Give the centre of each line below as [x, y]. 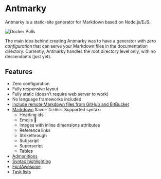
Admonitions [25, 156]
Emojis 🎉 [28, 119]
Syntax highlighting [31, 161]
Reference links [35, 130]
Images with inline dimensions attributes [60, 125]
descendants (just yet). [28, 56]
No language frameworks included [47, 99]
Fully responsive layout [35, 89]
